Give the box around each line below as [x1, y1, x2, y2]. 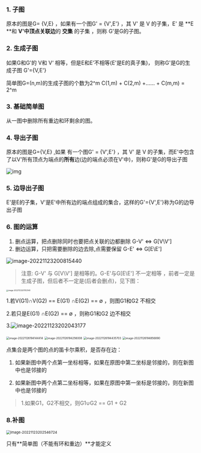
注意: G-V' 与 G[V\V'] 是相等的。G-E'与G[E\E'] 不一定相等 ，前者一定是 [20, 270, 195, 277]
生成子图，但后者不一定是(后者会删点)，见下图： [20, 277, 141, 284]
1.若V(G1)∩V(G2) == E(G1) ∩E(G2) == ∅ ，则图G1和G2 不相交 [6, 297, 156, 304]
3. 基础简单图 [6, 102, 44, 111]
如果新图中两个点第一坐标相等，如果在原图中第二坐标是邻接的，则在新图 [14, 359, 194, 366]
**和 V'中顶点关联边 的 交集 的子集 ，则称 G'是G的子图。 [6, 28, 145, 35]
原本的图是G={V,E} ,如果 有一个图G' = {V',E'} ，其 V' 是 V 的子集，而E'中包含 [6, 149, 195, 156]
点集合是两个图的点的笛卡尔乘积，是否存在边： [6, 346, 122, 353]
